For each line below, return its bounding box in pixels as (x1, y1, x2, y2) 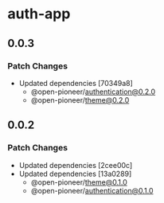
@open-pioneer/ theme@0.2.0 (30, 95, 130, 104)
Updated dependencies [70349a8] (18, 78, 133, 88)
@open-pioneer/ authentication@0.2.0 (30, 87, 156, 96)
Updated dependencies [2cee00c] (18, 160, 133, 170)
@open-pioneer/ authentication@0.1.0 (30, 185, 154, 195)
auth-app (7, 5, 71, 23)
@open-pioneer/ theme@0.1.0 (30, 177, 128, 187)
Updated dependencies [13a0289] (18, 169, 132, 178)
